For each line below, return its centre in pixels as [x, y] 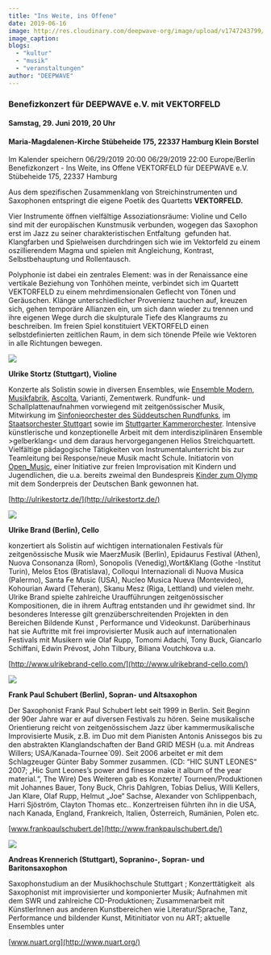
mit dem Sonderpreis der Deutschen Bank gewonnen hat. [104, 484]
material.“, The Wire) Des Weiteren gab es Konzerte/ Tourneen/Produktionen [135, 779]
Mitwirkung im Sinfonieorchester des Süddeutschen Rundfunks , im [120, 415]
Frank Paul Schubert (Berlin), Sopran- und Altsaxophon [103, 695]
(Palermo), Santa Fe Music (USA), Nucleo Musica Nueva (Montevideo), [126, 580]
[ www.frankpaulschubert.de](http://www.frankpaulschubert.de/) [116, 829]
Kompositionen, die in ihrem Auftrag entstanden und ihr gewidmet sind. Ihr [132, 606]
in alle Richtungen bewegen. [56, 343]
